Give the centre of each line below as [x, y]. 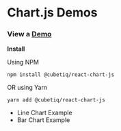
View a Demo [29, 34]
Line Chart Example [45, 113]
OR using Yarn [27, 88]
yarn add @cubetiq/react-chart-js [56, 100]
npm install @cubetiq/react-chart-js [61, 75]
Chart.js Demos [52, 13]
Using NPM [23, 62]
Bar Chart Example [43, 120]
